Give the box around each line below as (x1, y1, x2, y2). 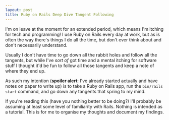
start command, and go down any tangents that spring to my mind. (5, 88, 146, 94)
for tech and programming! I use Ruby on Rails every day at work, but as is (5, 31, 160, 37)
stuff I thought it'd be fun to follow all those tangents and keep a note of (5, 63, 155, 69)
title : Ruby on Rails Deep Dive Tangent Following (5, 12, 114, 17)
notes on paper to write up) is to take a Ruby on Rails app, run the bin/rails (5, 83, 163, 89)
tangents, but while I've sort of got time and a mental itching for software (5, 57, 157, 63)
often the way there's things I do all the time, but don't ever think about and (5, 36, 161, 43)
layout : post (5, 7, 33, 13)
